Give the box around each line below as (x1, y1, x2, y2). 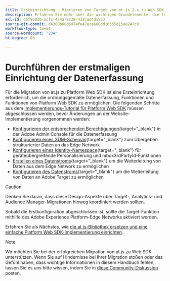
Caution (5, 184, 22, 190)
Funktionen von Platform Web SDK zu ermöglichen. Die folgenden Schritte (5, 99, 160, 106)
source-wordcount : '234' (5, 31, 58, 36)
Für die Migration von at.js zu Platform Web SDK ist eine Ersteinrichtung (5, 89, 155, 95)
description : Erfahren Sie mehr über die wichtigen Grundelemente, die (5, 12, 159, 17)
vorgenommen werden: (41, 116, 91, 122)
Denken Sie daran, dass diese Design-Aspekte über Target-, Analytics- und (5, 193, 162, 199)
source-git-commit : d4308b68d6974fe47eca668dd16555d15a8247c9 (5, 21, 139, 27)
